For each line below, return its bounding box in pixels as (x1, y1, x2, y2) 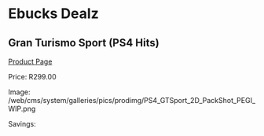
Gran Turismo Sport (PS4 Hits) (8, 36, 159, 50)
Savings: (8, 119, 37, 128)
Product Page (8, 57, 53, 66)
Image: (8, 87, 31, 97)
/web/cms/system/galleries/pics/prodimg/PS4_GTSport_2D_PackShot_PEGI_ (8, 96, 256, 105)
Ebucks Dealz (8, 5, 100, 23)
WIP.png (8, 104, 36, 113)
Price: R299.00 (8, 72, 57, 81)
